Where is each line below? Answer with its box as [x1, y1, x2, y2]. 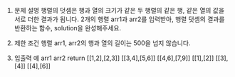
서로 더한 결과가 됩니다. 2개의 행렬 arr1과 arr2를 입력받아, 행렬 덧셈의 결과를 [14, 15, 225, 23]
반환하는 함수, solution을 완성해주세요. [14, 24, 122, 32]
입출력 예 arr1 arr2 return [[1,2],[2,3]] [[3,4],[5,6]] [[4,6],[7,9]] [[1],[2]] [14, 54, 214, 62]
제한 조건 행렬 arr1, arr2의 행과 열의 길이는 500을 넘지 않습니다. [14, 39, 191, 47]
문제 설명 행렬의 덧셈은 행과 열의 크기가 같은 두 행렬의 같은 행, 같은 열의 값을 [14, 6, 225, 14]
